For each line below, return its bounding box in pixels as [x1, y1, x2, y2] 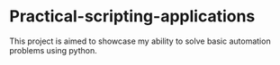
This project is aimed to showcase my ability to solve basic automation [9, 36, 272, 46]
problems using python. [9, 45, 97, 55]
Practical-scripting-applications [9, 6, 256, 27]
